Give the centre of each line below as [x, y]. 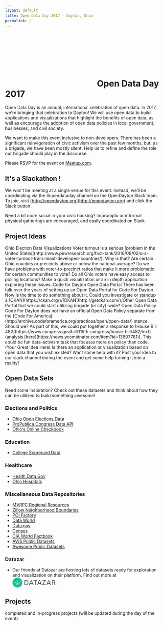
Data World [23, 520]
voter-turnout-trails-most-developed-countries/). [55, 258]
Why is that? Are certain [129, 258]
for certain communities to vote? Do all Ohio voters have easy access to [78, 274]
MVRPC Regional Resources [41, 505]
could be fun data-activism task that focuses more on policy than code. [77, 342]
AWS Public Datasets [33, 541]
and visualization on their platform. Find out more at [64, 575]
